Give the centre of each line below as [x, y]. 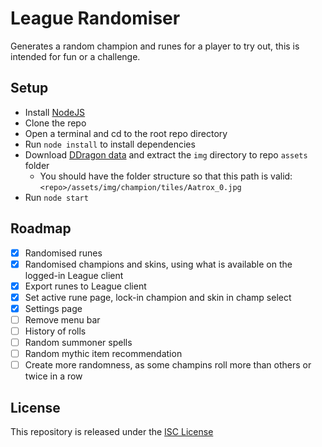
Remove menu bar [62, 319]
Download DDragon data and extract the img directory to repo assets [166, 154]
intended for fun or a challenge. [75, 56]
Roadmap [41, 228]
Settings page [53, 308]
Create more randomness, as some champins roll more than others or [168, 365]
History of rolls [55, 331]
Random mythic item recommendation [103, 354]
